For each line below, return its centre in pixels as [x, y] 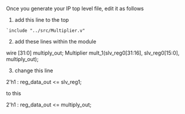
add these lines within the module [55, 41]
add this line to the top [42, 20]
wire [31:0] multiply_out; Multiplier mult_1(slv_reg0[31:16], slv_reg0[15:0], [93, 53]
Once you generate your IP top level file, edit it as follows [75, 9]
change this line [34, 71]
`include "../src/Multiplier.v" [46, 31]
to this [14, 93]
